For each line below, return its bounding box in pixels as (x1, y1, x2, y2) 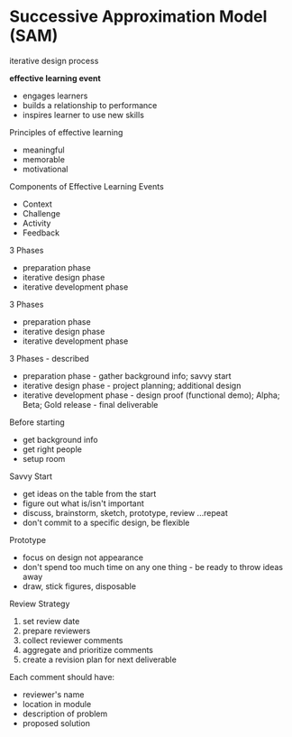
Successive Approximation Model (9, 6, 268, 27)
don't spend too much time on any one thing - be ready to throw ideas (22, 561, 284, 572)
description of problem (22, 708, 108, 719)
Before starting (9, 417, 65, 428)
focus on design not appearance (22, 552, 144, 563)
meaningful (22, 144, 65, 155)
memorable (22, 153, 66, 164)
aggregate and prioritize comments (22, 644, 154, 655)
